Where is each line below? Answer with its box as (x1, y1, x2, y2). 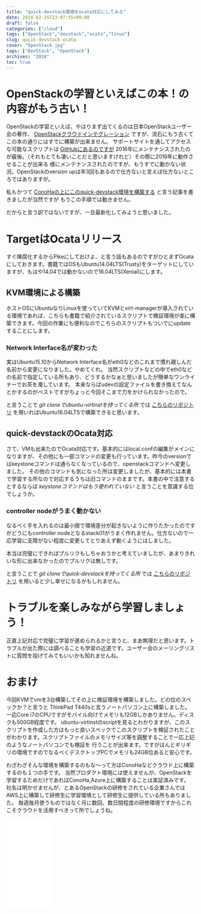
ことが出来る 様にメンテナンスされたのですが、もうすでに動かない (16, 161, 181, 168)
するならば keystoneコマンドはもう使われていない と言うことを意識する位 (11, 483, 194, 490)
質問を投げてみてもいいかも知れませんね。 (16, 652, 122, 659)
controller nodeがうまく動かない (6, 507, 101, 515)
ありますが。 (22, 176, 54, 183)
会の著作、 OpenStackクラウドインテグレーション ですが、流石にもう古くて (6, 131, 194, 138)
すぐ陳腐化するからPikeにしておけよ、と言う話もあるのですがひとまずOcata (6, 253, 194, 261)
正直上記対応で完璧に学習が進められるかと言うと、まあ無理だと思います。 (6, 637, 190, 644)
